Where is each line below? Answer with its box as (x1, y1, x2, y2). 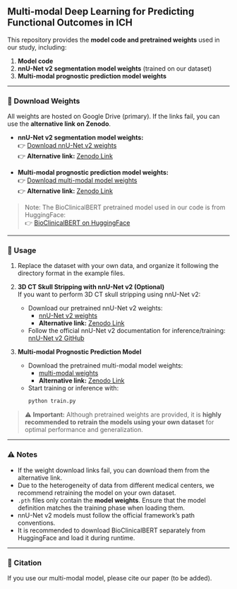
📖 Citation (7, 558, 42, 568)
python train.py (28, 397, 76, 405)
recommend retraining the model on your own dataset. (17, 488, 176, 497)
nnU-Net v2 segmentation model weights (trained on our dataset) (17, 64, 212, 73)
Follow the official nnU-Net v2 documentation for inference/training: (28, 327, 226, 335)
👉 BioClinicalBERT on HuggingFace (24, 218, 130, 227)
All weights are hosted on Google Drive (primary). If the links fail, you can (7, 112, 220, 121)
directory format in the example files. (17, 269, 126, 278)
